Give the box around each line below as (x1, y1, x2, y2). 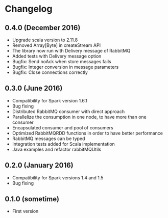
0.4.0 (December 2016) (5, 23, 81, 32)
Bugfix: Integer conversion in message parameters (12, 64, 119, 70)
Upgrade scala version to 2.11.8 (12, 37, 78, 43)
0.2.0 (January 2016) (5, 161, 74, 170)
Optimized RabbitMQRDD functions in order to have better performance (12, 130, 163, 136)
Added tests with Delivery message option (12, 53, 102, 59)
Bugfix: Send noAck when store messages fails (12, 59, 112, 64)
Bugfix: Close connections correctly (12, 69, 88, 75)
